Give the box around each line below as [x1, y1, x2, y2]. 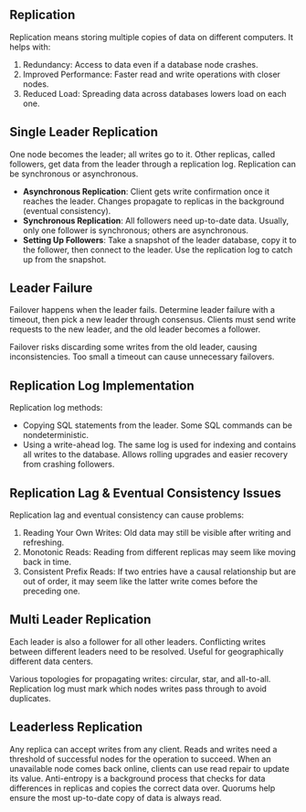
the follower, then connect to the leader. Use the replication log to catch [22, 244, 293, 255]
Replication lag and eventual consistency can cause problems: [9, 509, 245, 520]
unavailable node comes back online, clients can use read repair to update [9, 763, 290, 774]
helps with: [9, 41, 51, 52]
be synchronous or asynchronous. [9, 168, 139, 179]
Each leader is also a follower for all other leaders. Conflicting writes [9, 636, 267, 647]
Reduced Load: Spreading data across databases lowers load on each [22, 88, 287, 99]
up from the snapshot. [22, 253, 107, 264]
